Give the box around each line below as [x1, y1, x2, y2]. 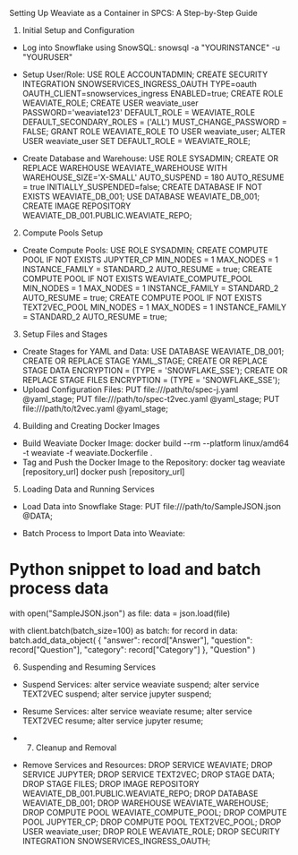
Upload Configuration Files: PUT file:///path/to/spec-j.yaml [21, 384, 239, 395]
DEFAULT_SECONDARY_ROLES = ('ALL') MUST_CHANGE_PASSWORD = [21, 116, 288, 127]
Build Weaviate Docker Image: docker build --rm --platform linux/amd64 [21, 438, 289, 449]
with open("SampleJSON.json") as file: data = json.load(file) [9, 608, 231, 619]
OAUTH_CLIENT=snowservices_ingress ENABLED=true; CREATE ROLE [21, 89, 284, 98]
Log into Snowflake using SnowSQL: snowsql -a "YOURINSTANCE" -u [21, 42, 280, 53]
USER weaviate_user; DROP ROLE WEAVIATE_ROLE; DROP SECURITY [21, 825, 280, 836]
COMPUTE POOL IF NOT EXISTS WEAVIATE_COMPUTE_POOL [21, 273, 253, 284]
